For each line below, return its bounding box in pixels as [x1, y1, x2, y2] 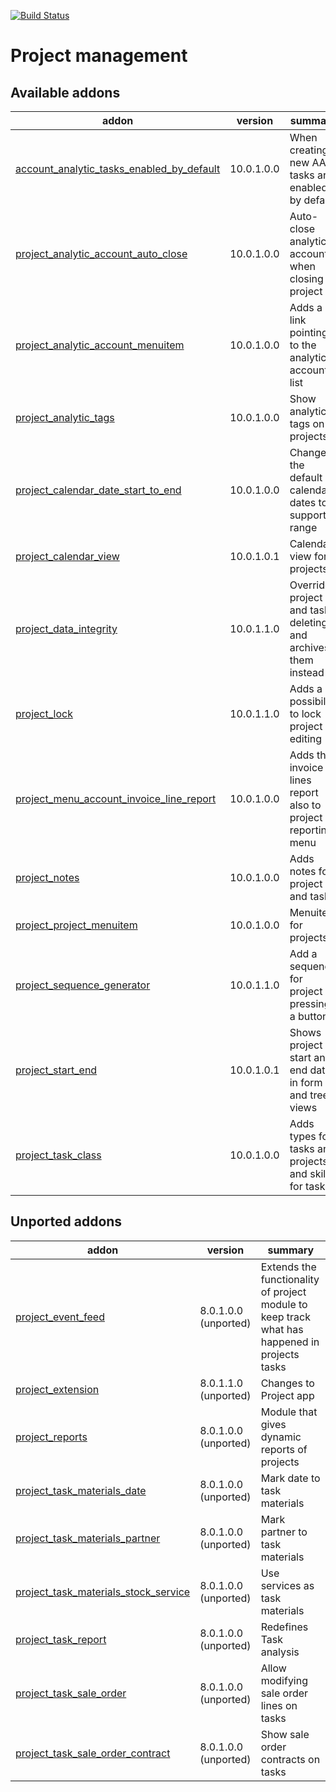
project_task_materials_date [15, 1483, 147, 1497]
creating [289, 143, 329, 157]
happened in [260, 1335, 320, 1349]
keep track [260, 1310, 312, 1324]
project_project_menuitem [15, 918, 138, 932]
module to [260, 1297, 308, 1311]
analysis [260, 1645, 300, 1659]
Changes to [260, 1376, 315, 1390]
